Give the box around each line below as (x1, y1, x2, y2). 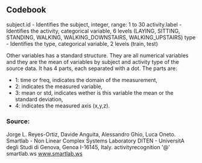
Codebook (6, 5, 46, 15)
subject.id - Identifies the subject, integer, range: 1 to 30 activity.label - (6, 21, 182, 28)
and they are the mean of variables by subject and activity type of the (6, 58, 179, 65)
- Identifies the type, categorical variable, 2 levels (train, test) (6, 40, 159, 47)
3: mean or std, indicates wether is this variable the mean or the (14, 89, 174, 96)
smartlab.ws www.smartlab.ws (6, 150, 83, 158)
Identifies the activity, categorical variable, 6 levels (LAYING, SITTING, (6, 27, 180, 34)
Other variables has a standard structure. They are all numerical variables (6, 51, 189, 59)
